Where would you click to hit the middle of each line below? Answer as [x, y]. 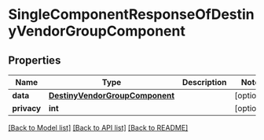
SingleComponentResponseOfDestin [132, 15]
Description [204, 82]
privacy [27, 108]
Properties [35, 60]
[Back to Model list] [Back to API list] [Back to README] [98, 128]
